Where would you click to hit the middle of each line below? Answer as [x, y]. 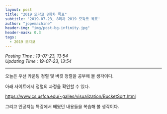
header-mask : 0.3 [23, 33]
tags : [11, 38]
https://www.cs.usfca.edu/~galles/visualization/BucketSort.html [70, 96]
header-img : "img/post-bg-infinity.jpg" [48, 28]
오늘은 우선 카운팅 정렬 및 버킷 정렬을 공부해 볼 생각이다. [59, 76]
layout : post [19, 10]
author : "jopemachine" [29, 23]
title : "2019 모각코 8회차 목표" [36, 14]
